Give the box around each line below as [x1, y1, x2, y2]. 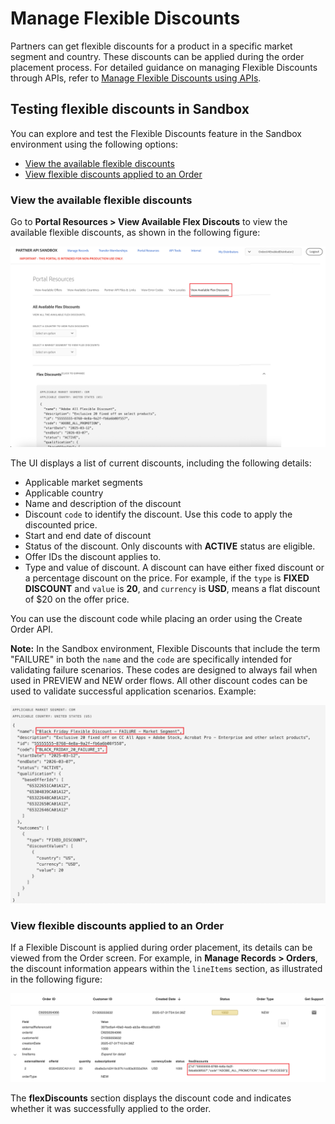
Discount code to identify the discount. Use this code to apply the [24, 508, 293, 520]
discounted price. [24, 518, 98, 531]
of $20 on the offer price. [24, 593, 130, 605]
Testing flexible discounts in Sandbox [10, 101, 250, 118]
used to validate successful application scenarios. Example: [10, 685, 257, 697]
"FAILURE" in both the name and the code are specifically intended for [10, 653, 293, 665]
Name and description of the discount [24, 497, 182, 509]
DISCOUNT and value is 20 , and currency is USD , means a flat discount [24, 582, 321, 594]
